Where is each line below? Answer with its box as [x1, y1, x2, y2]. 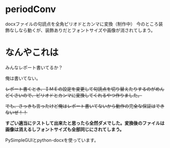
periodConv [5, 4, 56, 15]
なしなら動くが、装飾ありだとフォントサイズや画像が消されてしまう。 [9, 27, 156, 33]
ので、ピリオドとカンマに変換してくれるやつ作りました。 [22, 92, 143, 98]
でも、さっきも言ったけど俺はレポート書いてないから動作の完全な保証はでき [5, 103, 165, 109]
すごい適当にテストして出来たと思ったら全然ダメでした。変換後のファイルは [5, 120, 165, 126]
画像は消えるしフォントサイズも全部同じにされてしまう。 [5, 126, 124, 132]
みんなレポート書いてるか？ [5, 64, 63, 70]
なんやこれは [5, 47, 59, 59]
